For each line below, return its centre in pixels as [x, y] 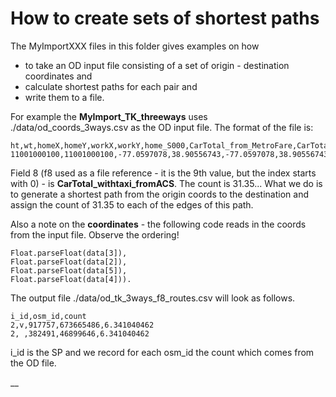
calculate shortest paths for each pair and [111, 86]
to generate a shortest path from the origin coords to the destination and [159, 194]
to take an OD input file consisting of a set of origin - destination [157, 65]
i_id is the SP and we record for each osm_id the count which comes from [162, 352]
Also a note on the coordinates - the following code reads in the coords [158, 224]
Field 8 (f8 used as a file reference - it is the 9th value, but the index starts [163, 173]
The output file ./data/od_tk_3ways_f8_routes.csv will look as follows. [153, 298]
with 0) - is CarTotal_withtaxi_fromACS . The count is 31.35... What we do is [166, 183]
